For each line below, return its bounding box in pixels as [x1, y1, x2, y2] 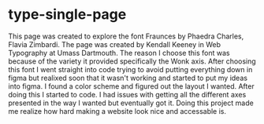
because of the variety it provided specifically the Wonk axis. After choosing [8, 57, 256, 66]
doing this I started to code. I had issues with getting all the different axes [8, 89, 247, 99]
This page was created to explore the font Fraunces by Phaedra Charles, [8, 31, 244, 41]
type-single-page [8, 5, 127, 24]
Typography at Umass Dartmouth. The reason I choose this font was [8, 48, 230, 57]
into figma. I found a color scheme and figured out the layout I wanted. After [8, 81, 255, 91]
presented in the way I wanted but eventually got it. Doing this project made [8, 98, 254, 108]
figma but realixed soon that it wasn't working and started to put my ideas [8, 73, 248, 82]
